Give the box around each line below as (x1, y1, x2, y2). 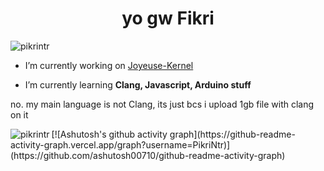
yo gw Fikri (121, 7, 215, 30)
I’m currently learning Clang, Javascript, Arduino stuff (24, 78, 252, 91)
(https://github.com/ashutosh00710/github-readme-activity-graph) (10, 149, 286, 161)
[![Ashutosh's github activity (51, 128, 168, 140)
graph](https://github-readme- (169, 128, 296, 140)
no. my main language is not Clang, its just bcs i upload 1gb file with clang (10, 98, 315, 110)
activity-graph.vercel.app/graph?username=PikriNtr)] (10, 138, 231, 151)
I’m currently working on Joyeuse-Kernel (24, 59, 194, 71)
